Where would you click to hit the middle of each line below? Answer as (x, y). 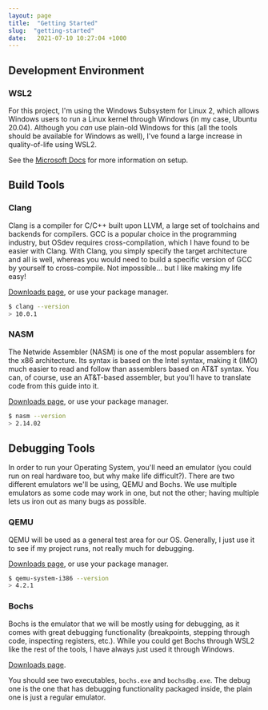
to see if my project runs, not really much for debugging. (101, 548)
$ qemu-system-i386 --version (59, 578)
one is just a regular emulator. (57, 697)
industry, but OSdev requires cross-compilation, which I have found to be (129, 242)
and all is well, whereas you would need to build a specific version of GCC (130, 259)
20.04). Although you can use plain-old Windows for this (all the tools (123, 127)
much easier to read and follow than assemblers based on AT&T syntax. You (134, 369)
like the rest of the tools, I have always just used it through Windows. (121, 649)
